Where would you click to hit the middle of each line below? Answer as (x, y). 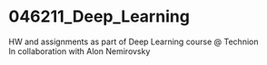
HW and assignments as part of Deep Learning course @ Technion (133, 42)
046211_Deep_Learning (99, 17)
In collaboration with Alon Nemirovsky (79, 51)
